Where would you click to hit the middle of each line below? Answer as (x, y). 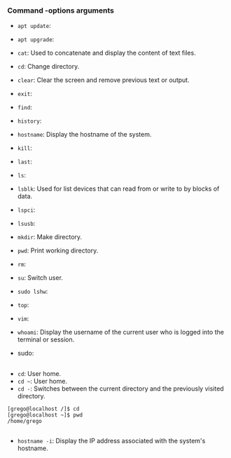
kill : (25, 148)
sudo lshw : (33, 291)
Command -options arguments (61, 11)
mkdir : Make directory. (50, 237)
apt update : (34, 26)
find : (25, 107)
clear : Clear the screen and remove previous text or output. (104, 80)
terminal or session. (46, 339)
